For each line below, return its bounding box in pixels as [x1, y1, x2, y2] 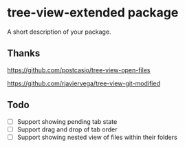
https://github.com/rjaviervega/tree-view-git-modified [7, 79, 160, 87]
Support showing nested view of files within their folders [17, 133, 177, 141]
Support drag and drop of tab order [17, 125, 118, 134]
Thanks [7, 47, 41, 59]
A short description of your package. [7, 28, 111, 36]
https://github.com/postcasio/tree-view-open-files [7, 65, 151, 74]
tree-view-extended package [7, 5, 179, 21]
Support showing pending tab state [17, 117, 118, 125]
